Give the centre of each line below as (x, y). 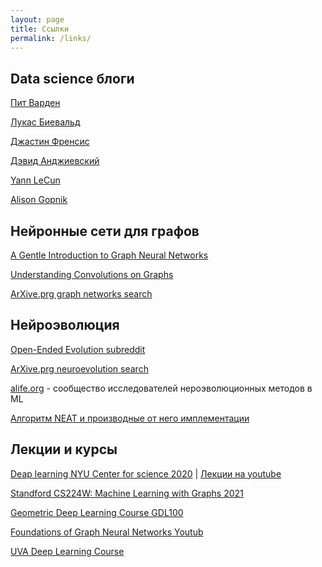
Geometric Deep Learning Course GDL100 (97, 512)
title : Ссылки (40, 29)
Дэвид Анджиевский (55, 161)
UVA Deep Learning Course (67, 551)
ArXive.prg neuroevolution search (79, 368)
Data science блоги (72, 78)
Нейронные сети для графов (105, 231)
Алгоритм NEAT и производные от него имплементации (130, 418)
